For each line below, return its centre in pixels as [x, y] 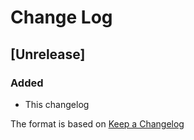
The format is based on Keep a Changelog [97, 123]
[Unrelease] [48, 54]
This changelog [57, 104]
